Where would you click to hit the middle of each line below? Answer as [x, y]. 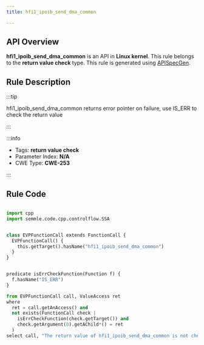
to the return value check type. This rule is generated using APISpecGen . [98, 63]
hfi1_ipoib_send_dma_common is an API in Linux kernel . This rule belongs [100, 56]
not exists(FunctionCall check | [54, 313]
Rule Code [26, 194]
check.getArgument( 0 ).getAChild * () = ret [70, 325]
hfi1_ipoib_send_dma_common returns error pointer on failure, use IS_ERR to [102, 108]
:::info [13, 138]
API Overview [33, 42]
